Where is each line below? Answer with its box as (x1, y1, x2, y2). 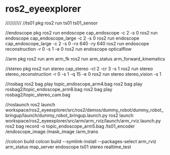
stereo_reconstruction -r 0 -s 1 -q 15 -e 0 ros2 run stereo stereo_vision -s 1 (5, 71, 161, 77)
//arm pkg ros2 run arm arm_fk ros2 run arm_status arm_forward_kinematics (5, 55, 165, 61)
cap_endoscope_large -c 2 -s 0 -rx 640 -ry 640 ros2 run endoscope (5, 40, 149, 46)
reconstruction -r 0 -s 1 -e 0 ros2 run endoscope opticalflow (5, 46, 132, 52)
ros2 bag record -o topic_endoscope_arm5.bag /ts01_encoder (5, 123, 135, 129)
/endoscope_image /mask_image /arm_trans (5, 128, 98, 135)
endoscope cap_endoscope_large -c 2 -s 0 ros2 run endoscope (5, 35, 139, 41)
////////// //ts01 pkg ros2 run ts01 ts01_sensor (5, 20, 98, 26)
